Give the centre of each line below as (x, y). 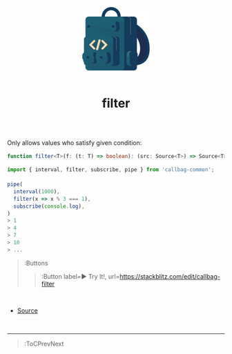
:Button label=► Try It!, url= (80, 276)
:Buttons (36, 263)
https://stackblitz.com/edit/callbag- (170, 276)
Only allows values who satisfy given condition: (75, 143)
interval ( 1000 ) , (37, 191)
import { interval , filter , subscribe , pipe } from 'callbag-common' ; (111, 170)
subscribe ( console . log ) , (49, 206)
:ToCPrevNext (44, 344)
